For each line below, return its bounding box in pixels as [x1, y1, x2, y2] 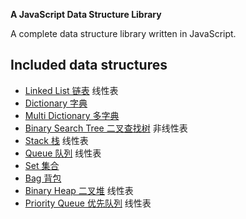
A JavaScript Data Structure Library [10, 9, 162, 20]
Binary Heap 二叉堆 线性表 [24, 184, 134, 196]
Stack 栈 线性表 [24, 134, 89, 146]
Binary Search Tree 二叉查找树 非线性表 [24, 122, 188, 134]
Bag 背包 [24, 172, 62, 184]
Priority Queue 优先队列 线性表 [24, 197, 152, 209]
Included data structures [10, 57, 168, 74]
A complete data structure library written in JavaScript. [10, 28, 237, 39]
